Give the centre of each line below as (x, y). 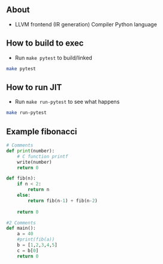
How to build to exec (45, 43)
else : (24, 195)
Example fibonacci (42, 131)
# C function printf (43, 156)
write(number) (34, 162)
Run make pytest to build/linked (54, 58)
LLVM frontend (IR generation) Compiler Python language (86, 24)
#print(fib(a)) (36, 239)
